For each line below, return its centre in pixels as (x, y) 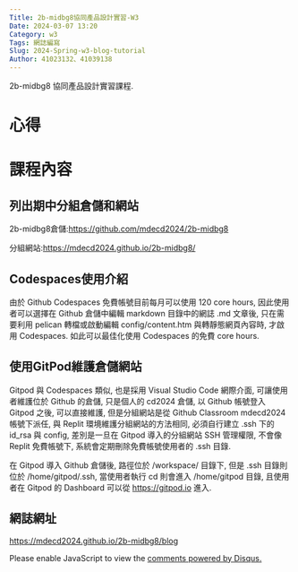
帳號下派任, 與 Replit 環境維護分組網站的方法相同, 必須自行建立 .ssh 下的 (142, 423)
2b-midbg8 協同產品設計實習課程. (72, 86)
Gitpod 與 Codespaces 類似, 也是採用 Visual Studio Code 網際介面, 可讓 (141, 390)
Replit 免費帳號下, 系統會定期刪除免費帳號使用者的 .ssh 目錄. (120, 446)
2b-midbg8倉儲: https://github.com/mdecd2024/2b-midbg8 (119, 229)
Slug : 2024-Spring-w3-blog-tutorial (77, 51)
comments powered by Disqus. (204, 558)
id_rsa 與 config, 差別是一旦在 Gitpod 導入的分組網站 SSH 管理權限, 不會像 (146, 435)
